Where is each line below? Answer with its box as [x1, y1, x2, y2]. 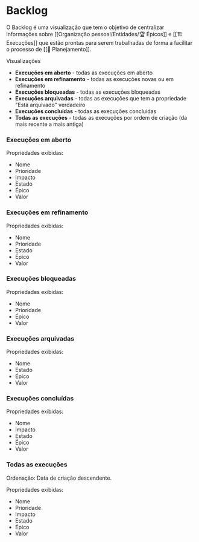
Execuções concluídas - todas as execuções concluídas [14, 107, 157, 115]
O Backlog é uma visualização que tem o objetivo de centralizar [6, 24, 165, 31]
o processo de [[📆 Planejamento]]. [6, 45, 92, 53]
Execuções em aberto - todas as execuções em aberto [14, 69, 153, 76]
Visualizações [6, 57, 41, 64]
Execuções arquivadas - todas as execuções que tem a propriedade [14, 94, 187, 102]
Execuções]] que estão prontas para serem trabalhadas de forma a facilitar [6, 39, 193, 46]
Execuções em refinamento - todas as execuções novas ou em [14, 75, 174, 82]
